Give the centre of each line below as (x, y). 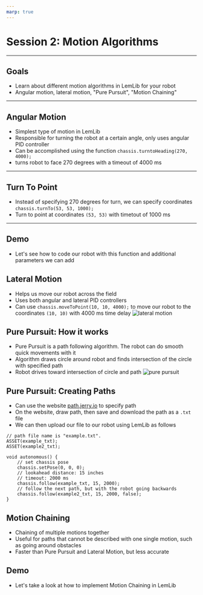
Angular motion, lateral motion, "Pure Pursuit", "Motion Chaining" (96, 92)
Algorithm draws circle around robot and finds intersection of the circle (103, 359)
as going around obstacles (48, 545)
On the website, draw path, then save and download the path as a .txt (103, 412)
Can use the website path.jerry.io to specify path (76, 406)
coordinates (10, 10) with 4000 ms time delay (73, 313)
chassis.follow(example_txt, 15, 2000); (69, 484)
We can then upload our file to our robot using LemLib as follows (95, 425)
